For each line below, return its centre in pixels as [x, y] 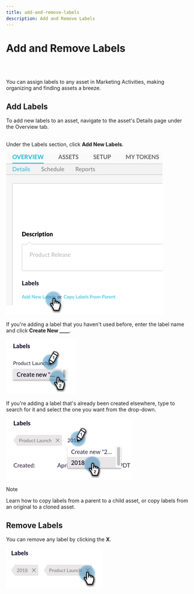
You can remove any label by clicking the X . [59, 540]
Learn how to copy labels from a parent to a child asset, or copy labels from [97, 501]
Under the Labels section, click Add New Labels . [65, 145]
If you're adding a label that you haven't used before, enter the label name [95, 324]
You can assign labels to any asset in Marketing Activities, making [85, 82]
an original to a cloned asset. [41, 507]
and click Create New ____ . [39, 331]
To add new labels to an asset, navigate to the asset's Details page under [94, 121]
